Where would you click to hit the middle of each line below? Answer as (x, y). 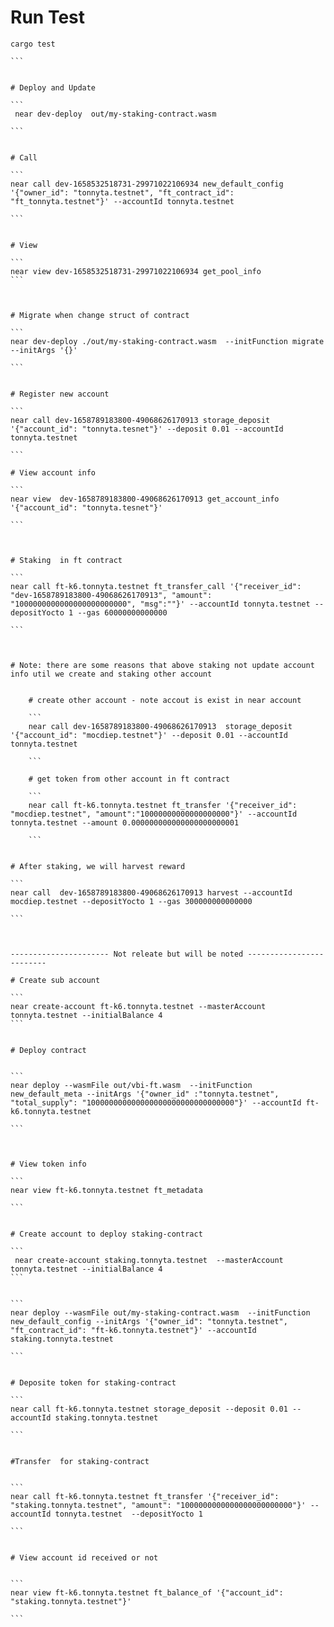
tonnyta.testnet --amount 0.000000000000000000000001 (125, 822)
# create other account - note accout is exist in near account (165, 700)
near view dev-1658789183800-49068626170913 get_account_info (145, 499)
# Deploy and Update (53, 87)
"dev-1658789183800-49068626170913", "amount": (111, 595)
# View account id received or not (84, 1557)
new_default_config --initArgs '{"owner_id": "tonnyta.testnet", (149, 1321)
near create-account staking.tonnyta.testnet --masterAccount (149, 1260)
